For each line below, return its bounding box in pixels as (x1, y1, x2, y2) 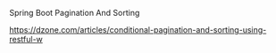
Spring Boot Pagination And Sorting (9, 8, 140, 18)
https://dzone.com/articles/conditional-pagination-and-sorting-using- (9, 25, 267, 34)
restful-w (9, 34, 43, 44)
